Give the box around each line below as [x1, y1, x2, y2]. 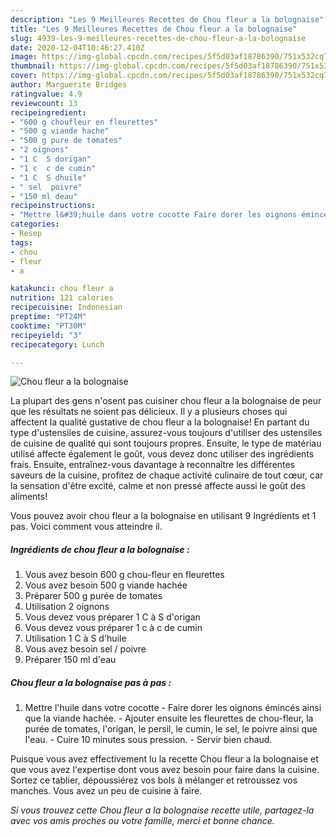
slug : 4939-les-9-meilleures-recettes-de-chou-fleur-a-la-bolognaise [10, 33, 307, 43]
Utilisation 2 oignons [24, 601, 110, 613]
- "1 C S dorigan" [10, 154, 92, 164]
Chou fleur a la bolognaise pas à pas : [10, 676, 172, 688]
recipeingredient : [10, 107, 87, 118]
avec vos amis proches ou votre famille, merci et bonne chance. [10, 815, 275, 827]
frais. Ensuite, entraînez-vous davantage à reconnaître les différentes [10, 459, 296, 471]
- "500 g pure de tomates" [10, 136, 123, 146]
